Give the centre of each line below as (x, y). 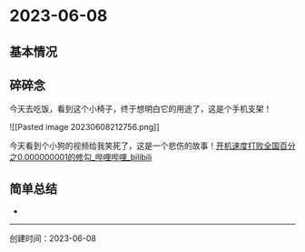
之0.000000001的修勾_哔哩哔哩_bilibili (81, 157)
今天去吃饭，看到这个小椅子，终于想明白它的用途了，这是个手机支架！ (141, 109)
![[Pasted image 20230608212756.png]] (85, 127)
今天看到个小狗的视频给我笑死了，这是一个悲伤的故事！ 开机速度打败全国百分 (152, 146)
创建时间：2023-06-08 (53, 238)
